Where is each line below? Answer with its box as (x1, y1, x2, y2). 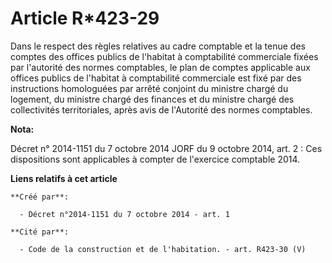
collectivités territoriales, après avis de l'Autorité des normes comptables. (10, 103, 313, 116)
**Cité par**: (10, 227, 70, 237)
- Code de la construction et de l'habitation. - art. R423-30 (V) (19, 244, 307, 254)
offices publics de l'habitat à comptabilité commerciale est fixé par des (10, 72, 302, 84)
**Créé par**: (10, 192, 70, 202)
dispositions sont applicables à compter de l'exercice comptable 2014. (10, 153, 301, 165)
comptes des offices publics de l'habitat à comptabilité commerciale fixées (10, 50, 319, 62)
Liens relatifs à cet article (10, 172, 118, 184)
